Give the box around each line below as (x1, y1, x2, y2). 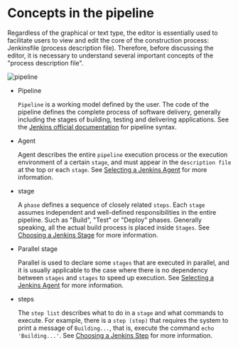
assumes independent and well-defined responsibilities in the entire (17, 208, 217, 216)
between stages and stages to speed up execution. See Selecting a (17, 273, 215, 282)
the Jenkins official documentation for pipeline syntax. (17, 122, 178, 131)
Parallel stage (17, 244, 58, 253)
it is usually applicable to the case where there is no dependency (17, 265, 208, 274)
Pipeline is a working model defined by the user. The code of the (17, 100, 210, 108)
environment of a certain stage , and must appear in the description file (17, 158, 232, 166)
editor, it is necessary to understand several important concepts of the (7, 51, 214, 60)
